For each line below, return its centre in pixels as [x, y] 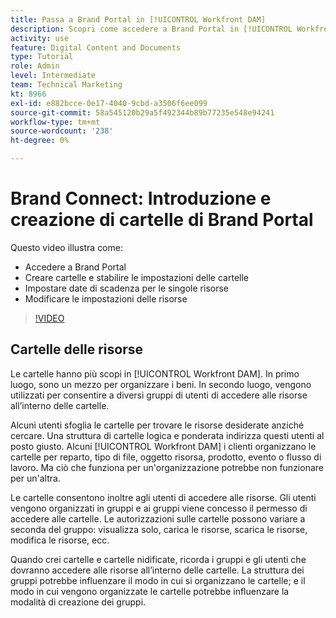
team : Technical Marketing [66, 85]
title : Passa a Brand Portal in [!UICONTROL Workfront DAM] [138, 19]
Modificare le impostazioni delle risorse [106, 298]
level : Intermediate [53, 76]
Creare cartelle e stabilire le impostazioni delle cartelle [136, 277]
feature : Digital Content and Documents [96, 47]
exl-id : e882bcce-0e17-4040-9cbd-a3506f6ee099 [109, 103]
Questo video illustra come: [66, 247]
